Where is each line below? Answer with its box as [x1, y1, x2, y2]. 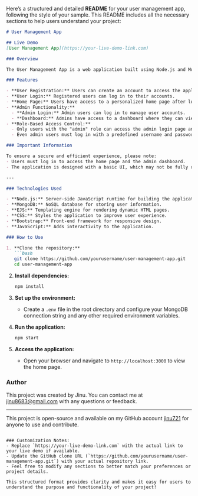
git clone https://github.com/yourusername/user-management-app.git [14, 256, 186, 262]
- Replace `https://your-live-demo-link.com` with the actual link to [6, 443, 183, 449]
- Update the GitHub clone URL [6, 453, 83, 459]
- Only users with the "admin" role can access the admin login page [11, 127, 186, 132]
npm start [14, 335, 39, 341]
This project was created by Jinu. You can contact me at [6, 391, 143, 398]
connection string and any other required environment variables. [23, 312, 180, 319]
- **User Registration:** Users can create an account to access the [6, 88, 181, 94]
